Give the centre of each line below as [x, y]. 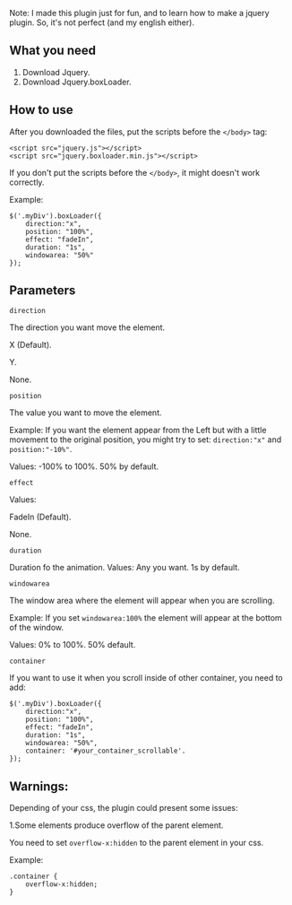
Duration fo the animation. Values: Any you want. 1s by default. [125, 568]
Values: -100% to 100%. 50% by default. [84, 466]
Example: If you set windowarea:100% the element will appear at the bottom [146, 618]
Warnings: [39, 786]
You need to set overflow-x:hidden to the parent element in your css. [137, 843]
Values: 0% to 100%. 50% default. [73, 645]
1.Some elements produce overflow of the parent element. [116, 825]
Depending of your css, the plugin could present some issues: [124, 808]
